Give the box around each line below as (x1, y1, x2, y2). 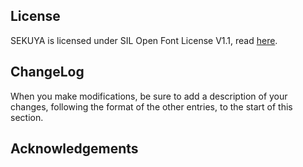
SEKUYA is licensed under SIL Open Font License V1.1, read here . (10, 34, 278, 46)
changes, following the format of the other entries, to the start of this (10, 100, 293, 113)
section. (10, 111, 44, 123)
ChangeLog (10, 64, 85, 81)
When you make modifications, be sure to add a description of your (10, 90, 288, 102)
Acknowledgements (10, 140, 139, 158)
